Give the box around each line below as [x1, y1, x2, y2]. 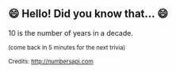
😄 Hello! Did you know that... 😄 [8, 7, 169, 21]
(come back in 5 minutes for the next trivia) [8, 44, 125, 52]
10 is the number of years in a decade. [8, 28, 133, 37]
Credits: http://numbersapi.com [8, 57, 94, 65]
